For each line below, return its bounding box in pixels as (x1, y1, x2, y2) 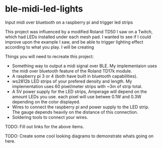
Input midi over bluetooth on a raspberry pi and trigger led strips (5, 19, 133, 25)
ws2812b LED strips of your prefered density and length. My (12, 78, 132, 84)
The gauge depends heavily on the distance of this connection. (12, 109, 138, 115)
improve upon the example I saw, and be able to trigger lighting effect (5, 39, 144, 44)
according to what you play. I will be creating (5, 44, 94, 50)
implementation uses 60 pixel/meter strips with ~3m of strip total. (12, 83, 143, 89)
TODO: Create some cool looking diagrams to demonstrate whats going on (5, 133, 154, 139)
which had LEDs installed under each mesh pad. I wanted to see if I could (5, 34, 151, 40)
